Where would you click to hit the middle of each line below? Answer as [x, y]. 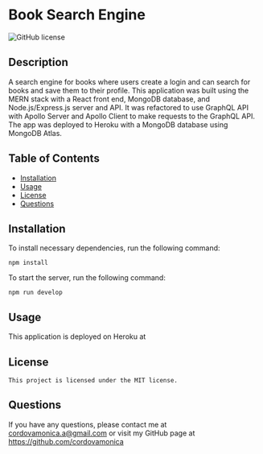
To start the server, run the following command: [87, 278]
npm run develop [35, 293]
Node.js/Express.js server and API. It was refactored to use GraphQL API [129, 107]
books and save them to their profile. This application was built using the [129, 90]
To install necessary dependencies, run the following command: [114, 248]
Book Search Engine [77, 15]
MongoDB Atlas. [35, 133]
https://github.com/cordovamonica [66, 441]
